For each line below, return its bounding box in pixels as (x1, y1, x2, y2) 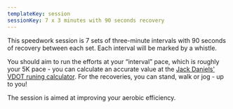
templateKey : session (7, 10, 71, 18)
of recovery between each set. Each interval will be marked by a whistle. (7, 44, 218, 52)
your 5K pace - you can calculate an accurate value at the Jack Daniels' (7, 65, 215, 73)
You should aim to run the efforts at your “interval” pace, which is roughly (7, 57, 220, 65)
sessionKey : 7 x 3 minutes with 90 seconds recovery (7, 17, 165, 24)
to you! (7, 79, 28, 88)
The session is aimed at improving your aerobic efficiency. (7, 93, 176, 102)
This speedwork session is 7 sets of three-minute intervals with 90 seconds (7, 36, 227, 44)
